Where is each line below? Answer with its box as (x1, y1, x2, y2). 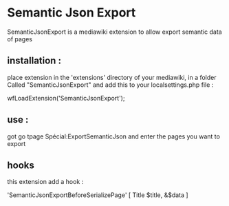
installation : (7, 55, 62, 67)
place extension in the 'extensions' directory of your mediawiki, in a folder (7, 73, 217, 81)
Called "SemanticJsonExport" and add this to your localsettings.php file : (7, 81, 214, 89)
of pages (7, 34, 33, 43)
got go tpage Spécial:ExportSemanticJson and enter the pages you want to (7, 132, 220, 141)
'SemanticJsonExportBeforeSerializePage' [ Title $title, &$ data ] (7, 191, 188, 199)
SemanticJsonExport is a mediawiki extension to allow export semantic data (7, 28, 222, 36)
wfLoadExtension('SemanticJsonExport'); (7, 94, 125, 102)
